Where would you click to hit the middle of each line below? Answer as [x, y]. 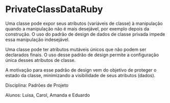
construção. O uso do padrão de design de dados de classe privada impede [85, 34]
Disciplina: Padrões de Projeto [37, 85]
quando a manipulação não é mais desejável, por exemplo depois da [77, 28]
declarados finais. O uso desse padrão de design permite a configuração [82, 55]
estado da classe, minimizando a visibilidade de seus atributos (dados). [80, 75]
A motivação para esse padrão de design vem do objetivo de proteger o [81, 70]
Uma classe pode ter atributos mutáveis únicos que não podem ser [76, 49]
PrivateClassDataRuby [54, 9]
